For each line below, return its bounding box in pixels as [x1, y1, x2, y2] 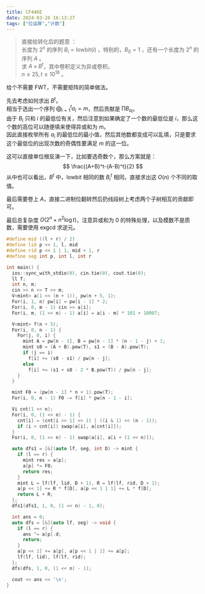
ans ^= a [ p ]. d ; [22, 531, 62, 537]
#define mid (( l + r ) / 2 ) [6, 236, 75, 243]
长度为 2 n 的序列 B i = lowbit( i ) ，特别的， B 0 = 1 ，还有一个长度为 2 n [21, 45, 192, 55]
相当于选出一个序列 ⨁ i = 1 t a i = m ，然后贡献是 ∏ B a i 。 [6, 104, 138, 114]
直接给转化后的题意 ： [21, 38, 77, 45]
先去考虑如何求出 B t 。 [6, 96, 61, 104]
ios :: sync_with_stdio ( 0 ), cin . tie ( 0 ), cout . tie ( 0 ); [12, 270, 147, 276]
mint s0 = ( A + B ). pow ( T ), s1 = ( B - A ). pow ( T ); [22, 344, 149, 350]
